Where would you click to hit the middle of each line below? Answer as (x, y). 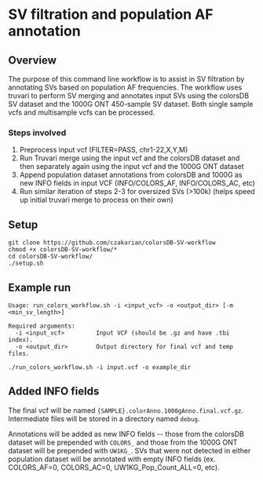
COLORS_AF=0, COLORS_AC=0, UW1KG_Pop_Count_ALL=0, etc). (114, 467)
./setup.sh (26, 264)
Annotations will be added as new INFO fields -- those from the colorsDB (126, 434)
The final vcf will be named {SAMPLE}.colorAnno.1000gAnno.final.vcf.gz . (126, 410)
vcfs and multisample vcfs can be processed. (82, 112)
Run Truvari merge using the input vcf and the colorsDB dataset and (130, 158)
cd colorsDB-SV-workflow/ (50, 257)
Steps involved (37, 133)
